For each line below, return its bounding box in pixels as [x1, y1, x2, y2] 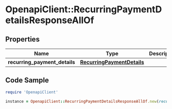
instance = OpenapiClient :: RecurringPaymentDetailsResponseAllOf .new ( [5, 99, 159, 104]
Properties [5, 35, 40, 43]
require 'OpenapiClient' [5, 90, 58, 95]
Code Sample [5, 76, 49, 85]
